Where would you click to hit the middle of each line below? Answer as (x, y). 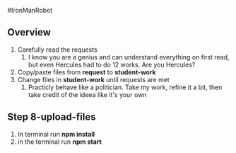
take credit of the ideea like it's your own (87, 94)
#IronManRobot (30, 10)
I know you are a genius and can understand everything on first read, (129, 57)
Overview (29, 32)
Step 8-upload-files (52, 117)
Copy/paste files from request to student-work (87, 72)
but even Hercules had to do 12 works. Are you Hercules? (112, 64)
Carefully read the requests (57, 50)
